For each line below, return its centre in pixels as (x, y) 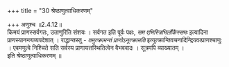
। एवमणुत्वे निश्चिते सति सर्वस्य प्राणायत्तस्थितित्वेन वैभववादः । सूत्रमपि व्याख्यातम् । (96, 48)
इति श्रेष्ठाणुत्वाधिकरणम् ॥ (34, 56)
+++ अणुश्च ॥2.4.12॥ (35, 25)
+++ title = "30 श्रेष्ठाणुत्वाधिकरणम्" (50, 11)
